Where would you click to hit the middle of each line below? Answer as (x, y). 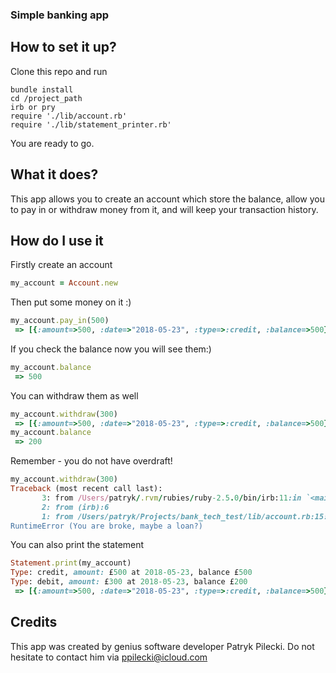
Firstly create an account (61, 265)
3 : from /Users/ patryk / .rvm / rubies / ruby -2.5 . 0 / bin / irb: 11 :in (171, 498)
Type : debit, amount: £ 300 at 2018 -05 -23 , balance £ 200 (129, 582)
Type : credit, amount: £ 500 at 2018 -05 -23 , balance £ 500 (131, 573)
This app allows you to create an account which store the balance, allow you (167, 199)
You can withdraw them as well (74, 395)
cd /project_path (46, 98)
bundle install (42, 89)
